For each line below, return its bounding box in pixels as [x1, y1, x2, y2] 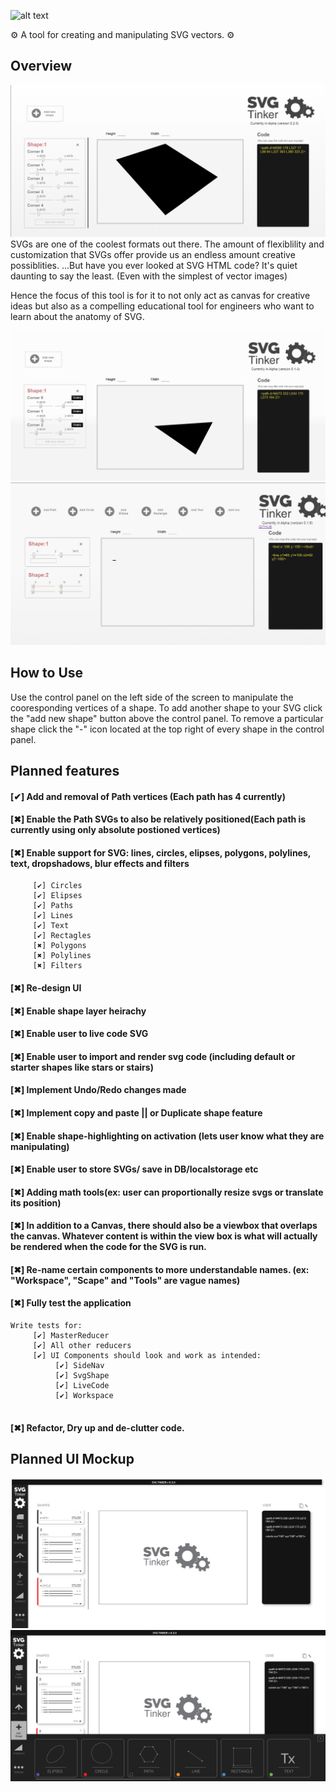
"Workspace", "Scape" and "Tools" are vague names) [10, 1274, 241, 1286]
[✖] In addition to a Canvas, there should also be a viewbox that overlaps [10, 1220, 318, 1232]
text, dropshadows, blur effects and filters [10, 857, 190, 869]
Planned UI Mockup [10, 1451, 135, 1468]
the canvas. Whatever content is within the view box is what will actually [10, 1230, 318, 1242]
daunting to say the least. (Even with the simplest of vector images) [10, 270, 288, 282]
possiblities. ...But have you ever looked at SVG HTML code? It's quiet [10, 259, 298, 271]
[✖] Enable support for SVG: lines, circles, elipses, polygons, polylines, [10, 846, 312, 859]
